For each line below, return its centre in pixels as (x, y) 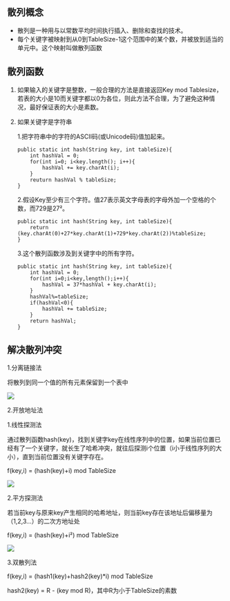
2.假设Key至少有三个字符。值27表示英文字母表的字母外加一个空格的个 (116, 199)
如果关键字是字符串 (45, 122)
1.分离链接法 (25, 368)
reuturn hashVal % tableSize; (73, 180)
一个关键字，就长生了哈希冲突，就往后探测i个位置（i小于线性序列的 (121, 448)
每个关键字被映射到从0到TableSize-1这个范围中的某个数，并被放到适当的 (120, 39)
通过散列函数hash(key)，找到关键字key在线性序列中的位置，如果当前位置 (111, 440)
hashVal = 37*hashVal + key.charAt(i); (99, 285)
